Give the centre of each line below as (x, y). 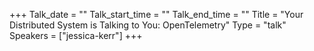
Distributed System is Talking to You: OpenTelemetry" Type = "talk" (148, 25)
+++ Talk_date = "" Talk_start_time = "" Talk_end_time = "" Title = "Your (156, 14)
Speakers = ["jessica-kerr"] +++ (76, 35)
